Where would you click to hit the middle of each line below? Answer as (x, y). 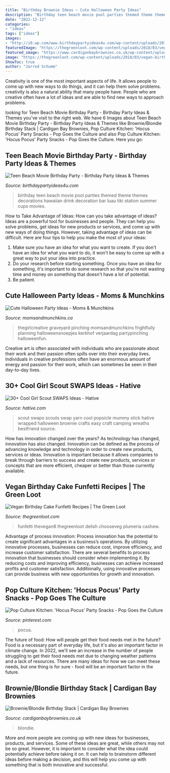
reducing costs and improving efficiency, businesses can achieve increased (84, 563)
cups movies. (32, 206)
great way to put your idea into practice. (54, 258)
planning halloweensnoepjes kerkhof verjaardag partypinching (83, 333)
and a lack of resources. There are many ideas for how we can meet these (83, 661)
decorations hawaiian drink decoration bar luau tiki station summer (87, 201)
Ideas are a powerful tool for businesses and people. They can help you (80, 221)
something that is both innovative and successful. (57, 765)
